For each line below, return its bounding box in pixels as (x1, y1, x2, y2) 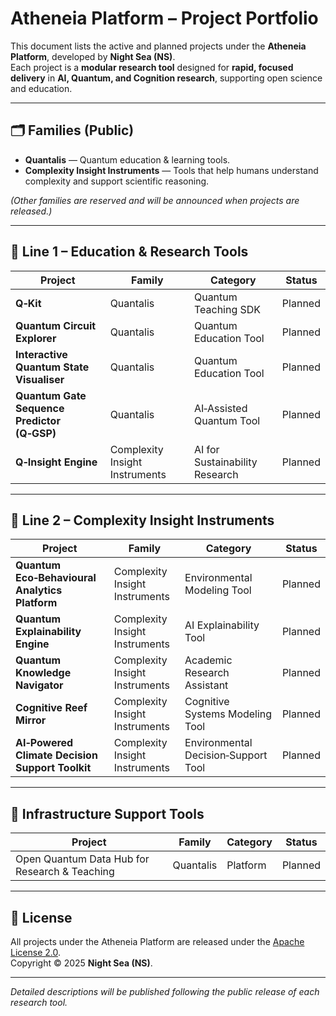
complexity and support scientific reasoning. (24, 175, 210, 187)
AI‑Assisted (193, 401, 248, 415)
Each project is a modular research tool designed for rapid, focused (10, 61, 294, 73)
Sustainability (193, 455, 258, 469)
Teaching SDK (193, 302, 262, 316)
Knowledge (15, 666, 72, 680)
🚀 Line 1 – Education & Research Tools (10, 243, 249, 261)
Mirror (15, 713, 47, 727)
